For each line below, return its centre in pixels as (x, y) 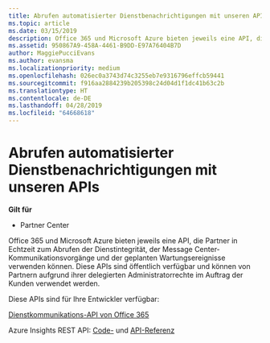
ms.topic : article (39, 23)
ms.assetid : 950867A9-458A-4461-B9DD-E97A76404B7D (95, 46)
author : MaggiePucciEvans (51, 53)
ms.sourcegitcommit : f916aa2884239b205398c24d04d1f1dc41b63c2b (117, 83)
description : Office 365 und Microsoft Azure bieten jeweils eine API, (131, 38)
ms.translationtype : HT (48, 91)
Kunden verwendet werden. (54, 283)
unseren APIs (54, 187)
